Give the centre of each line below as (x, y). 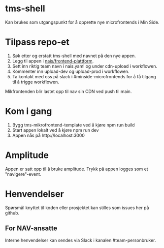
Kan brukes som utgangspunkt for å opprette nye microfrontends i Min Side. (82, 22)
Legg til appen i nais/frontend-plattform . (53, 61)
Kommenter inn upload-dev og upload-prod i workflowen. (71, 71)
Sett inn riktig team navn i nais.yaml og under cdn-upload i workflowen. (85, 66)
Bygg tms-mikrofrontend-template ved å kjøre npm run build (73, 125)
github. (12, 213)
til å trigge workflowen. (35, 82)
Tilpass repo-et (37, 42)
